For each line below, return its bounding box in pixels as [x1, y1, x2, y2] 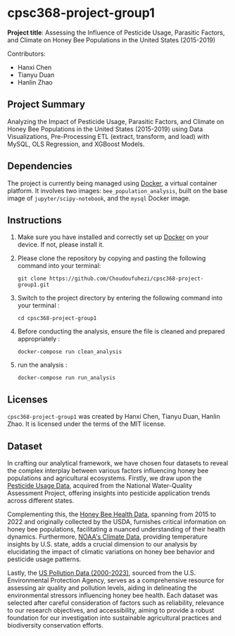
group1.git [17, 281, 50, 288]
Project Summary [7, 99, 86, 111]
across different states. [7, 496, 75, 505]
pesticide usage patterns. [7, 555, 82, 563]
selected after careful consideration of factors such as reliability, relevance [7, 599, 224, 607]
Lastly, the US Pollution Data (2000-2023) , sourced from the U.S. [7, 569, 196, 577]
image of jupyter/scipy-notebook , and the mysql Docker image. [7, 194, 191, 202]
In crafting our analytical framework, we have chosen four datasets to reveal [7, 459, 229, 467]
